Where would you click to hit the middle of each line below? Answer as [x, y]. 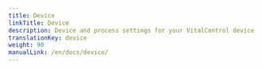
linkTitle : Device [39, 23]
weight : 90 [26, 45]
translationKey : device [48, 38]
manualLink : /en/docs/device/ [59, 52]
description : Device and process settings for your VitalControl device [131, 30]
